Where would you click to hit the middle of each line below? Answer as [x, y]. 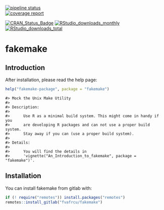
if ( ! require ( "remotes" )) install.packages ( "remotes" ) [65, 197]
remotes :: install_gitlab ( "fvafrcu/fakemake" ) [54, 202]
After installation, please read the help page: [51, 80]
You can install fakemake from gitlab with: [49, 188]
